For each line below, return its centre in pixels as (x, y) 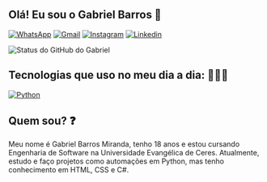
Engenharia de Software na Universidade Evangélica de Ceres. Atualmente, (134, 153)
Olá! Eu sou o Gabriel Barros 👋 (85, 15)
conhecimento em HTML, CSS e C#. (69, 170)
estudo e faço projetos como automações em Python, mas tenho (117, 161)
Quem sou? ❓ (42, 121)
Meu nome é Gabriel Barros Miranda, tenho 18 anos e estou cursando (124, 144)
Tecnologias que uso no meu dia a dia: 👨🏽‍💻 (119, 75)
